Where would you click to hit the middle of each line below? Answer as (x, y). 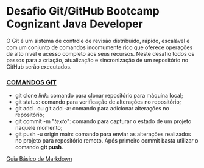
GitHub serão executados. (39, 66)
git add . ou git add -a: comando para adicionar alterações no (92, 109)
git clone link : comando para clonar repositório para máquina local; (99, 96)
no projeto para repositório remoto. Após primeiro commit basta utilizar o (107, 141)
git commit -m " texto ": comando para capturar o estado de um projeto (103, 121)
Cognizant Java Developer (75, 24)
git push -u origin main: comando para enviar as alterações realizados (103, 134)
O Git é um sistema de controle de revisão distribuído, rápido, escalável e (98, 41)
